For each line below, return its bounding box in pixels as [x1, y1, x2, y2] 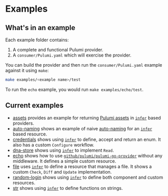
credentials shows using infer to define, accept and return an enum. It [12, 136, 161, 143]
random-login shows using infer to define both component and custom [12, 174, 163, 180]
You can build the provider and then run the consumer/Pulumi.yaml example [5, 62, 162, 68]
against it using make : [5, 67, 49, 73]
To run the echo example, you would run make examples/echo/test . [5, 86, 144, 92]
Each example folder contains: [5, 37, 69, 43]
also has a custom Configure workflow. [12, 142, 95, 148]
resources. [12, 179, 36, 186]
